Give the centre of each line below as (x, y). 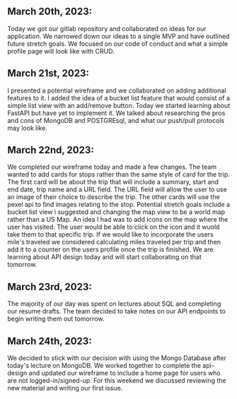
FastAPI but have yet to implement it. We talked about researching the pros (116, 113)
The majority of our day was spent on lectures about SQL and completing (114, 304)
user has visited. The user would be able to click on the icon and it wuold (114, 227)
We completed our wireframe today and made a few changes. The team (112, 167)
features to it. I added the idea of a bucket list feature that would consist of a (118, 97)
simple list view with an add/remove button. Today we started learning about (119, 105)
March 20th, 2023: (50, 12)
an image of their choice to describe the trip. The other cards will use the (114, 197)
